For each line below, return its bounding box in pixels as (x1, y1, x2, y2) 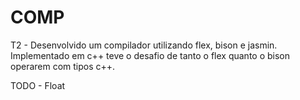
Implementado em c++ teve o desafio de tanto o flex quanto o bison (10, 49, 291, 61)
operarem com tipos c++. (10, 60, 116, 72)
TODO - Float (10, 79, 66, 91)
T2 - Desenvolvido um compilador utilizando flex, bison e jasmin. (10, 39, 278, 51)
